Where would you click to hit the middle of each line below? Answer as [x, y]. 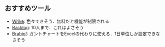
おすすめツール [28, 8]
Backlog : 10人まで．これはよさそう [48, 27]
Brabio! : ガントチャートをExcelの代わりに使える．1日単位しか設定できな [86, 34]
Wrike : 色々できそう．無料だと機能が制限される [60, 21]
